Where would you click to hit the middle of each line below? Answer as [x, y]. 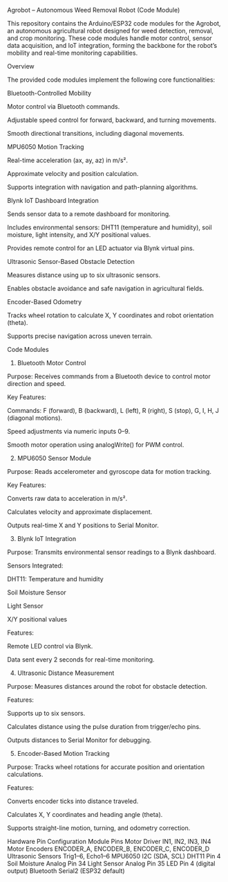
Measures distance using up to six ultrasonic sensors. [84, 275]
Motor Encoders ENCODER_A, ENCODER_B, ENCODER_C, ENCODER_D [108, 849]
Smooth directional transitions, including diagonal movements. [96, 133]
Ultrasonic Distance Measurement [66, 673]
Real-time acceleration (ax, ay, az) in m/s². [68, 160]
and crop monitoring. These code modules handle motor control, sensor [110, 38]
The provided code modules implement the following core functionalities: [111, 80]
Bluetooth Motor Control [51, 363]
